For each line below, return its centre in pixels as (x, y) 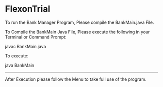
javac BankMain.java (25, 46)
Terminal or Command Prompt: (36, 37)
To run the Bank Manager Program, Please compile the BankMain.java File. (80, 22)
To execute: (17, 56)
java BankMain (20, 65)
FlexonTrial (28, 9)
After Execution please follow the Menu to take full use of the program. (76, 79)
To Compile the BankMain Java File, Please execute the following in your (78, 32)
